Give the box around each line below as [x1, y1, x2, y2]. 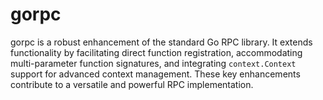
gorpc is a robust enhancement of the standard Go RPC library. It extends [10, 36, 313, 48]
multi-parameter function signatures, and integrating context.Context [10, 57, 297, 69]
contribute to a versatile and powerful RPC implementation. [10, 78, 254, 90]
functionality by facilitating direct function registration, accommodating [10, 46, 303, 58]
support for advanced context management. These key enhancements [10, 68, 301, 80]
